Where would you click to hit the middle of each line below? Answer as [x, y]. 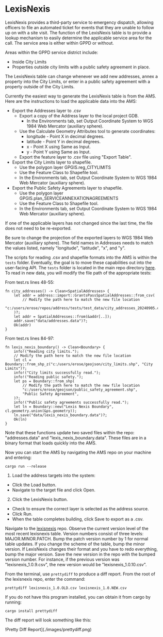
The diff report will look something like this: [48, 620]
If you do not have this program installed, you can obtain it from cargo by [78, 597]
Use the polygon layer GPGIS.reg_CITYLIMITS [65, 167]
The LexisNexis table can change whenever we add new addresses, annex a [81, 76]
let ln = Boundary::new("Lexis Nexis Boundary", [64, 407]
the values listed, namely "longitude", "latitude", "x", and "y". [65, 248]
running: [13, 602]
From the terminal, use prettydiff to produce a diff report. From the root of [80, 574]
